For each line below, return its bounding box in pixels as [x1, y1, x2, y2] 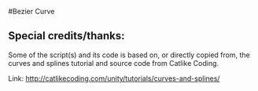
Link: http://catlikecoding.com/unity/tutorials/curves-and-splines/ [8, 74, 220, 83]
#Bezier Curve [8, 7, 55, 16]
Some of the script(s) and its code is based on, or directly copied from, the [8, 50, 250, 60]
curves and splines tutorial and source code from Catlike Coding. [8, 58, 219, 67]
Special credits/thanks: [8, 29, 125, 42]
